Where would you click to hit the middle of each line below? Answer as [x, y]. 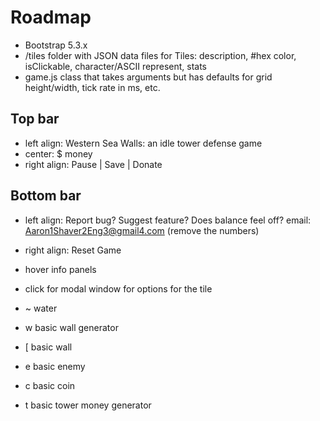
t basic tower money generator [88, 405]
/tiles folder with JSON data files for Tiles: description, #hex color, [160, 55]
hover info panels [60, 269]
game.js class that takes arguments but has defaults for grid [148, 77]
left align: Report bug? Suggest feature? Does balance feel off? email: [168, 220]
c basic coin [50, 385]
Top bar [35, 119]
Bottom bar [46, 196]
